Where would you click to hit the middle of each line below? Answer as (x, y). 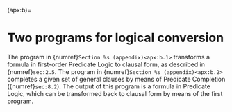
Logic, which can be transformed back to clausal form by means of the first (115, 93)
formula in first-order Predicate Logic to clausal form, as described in (106, 64)
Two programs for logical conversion (116, 38)
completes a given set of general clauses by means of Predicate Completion (116, 79)
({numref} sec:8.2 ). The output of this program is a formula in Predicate (109, 86)
